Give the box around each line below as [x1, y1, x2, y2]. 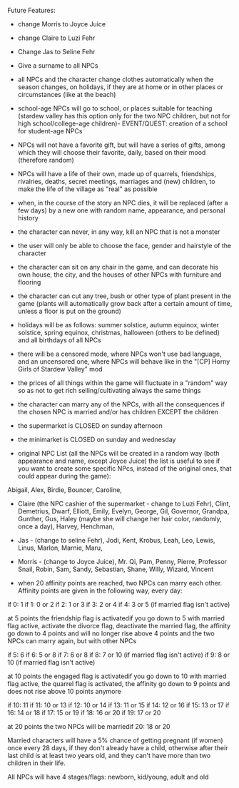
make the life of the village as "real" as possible [17, 185, 158, 193]
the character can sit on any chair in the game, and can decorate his [17, 263, 219, 271]
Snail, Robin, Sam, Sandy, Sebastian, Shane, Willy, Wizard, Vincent [17, 565, 214, 573]
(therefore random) [17, 156, 75, 164]
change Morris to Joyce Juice [17, 20, 106, 28]
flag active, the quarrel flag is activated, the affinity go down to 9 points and [7, 680, 230, 687]
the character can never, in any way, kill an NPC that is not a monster [17, 227, 220, 236]
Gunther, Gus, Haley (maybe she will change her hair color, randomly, [17, 515, 222, 523]
